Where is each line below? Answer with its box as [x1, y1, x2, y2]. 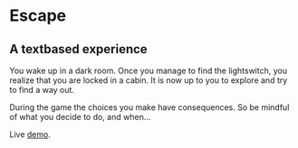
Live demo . [9, 129, 52, 140]
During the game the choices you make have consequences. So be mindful [9, 102, 290, 113]
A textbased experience [9, 42, 148, 57]
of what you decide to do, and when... [9, 112, 151, 122]
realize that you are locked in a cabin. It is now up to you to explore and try [9, 75, 288, 86]
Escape [9, 5, 67, 26]
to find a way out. [9, 85, 75, 95]
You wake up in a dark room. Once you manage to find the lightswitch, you [9, 65, 288, 76]
